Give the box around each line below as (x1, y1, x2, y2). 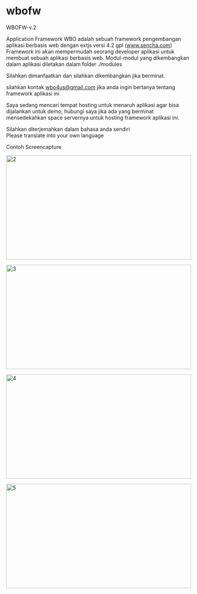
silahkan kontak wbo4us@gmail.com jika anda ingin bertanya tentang (6, 83, 176, 90)
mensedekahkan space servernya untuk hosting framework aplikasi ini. (6, 114, 180, 121)
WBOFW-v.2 (6, 24, 37, 31)
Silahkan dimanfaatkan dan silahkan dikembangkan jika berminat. (6, 72, 166, 79)
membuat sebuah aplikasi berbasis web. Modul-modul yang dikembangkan (6, 54, 189, 61)
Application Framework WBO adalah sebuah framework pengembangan (6, 35, 182, 42)
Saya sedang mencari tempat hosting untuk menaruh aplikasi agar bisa (6, 101, 179, 108)
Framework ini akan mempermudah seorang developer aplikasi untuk (6, 48, 175, 55)
